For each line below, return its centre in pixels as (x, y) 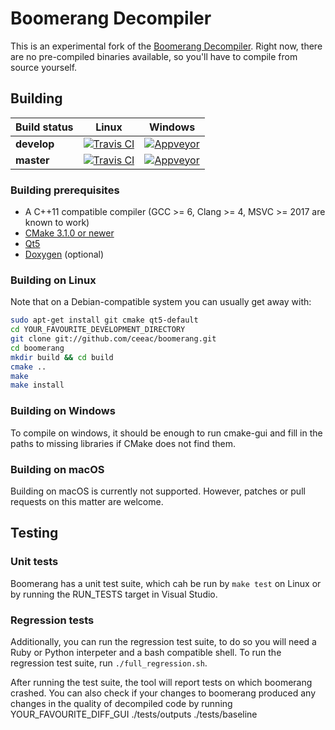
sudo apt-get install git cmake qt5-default (104, 320)
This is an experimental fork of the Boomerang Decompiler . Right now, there (166, 46)
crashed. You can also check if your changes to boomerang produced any (163, 693)
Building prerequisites (65, 190)
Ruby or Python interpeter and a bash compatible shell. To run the (146, 652)
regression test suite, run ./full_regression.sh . (109, 663)
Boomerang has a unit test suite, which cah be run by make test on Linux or (166, 583)
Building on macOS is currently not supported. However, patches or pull (158, 491)
